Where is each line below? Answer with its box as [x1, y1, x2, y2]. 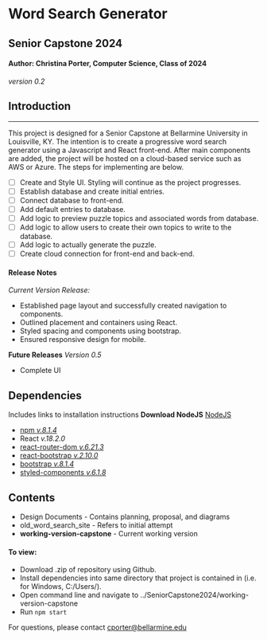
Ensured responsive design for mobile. [19, 335, 147, 344]
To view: [8, 547, 37, 556]
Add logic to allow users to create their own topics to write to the [19, 222, 232, 232]
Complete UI [19, 366, 61, 375]
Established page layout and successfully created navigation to [19, 300, 227, 311]
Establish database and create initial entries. [19, 187, 165, 196]
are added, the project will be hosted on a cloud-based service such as [8, 153, 242, 163]
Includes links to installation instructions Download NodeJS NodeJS [8, 410, 232, 419]
